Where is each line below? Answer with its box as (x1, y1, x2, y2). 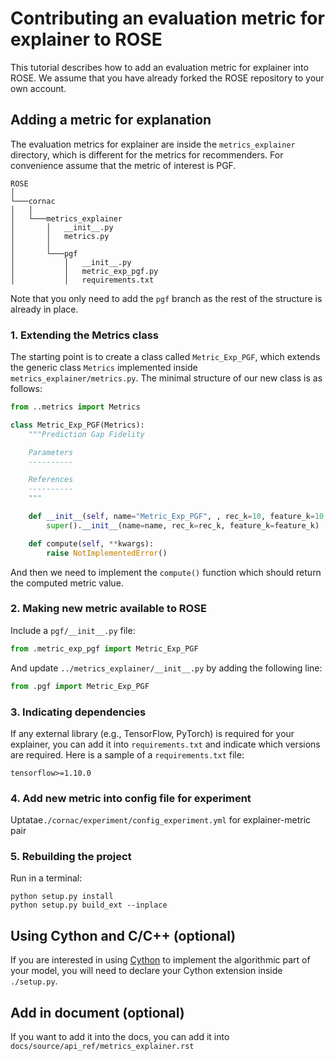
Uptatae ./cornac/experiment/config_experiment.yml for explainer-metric (10, 814, 312, 826)
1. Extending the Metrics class (10, 328, 159, 342)
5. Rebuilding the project (10, 850, 132, 864)
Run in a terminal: (10, 872, 83, 884)
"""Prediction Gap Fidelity (28, 429, 145, 439)
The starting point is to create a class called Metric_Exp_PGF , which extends (10, 351, 321, 363)
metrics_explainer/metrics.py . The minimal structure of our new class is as (10, 372, 323, 384)
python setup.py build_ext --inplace (10, 900, 168, 911)
